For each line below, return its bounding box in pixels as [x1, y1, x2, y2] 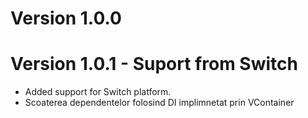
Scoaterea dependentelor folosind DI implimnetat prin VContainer [24, 97, 295, 109]
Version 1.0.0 [10, 7, 122, 30]
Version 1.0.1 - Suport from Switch [10, 53, 298, 76]
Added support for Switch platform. [24, 86, 172, 98]
